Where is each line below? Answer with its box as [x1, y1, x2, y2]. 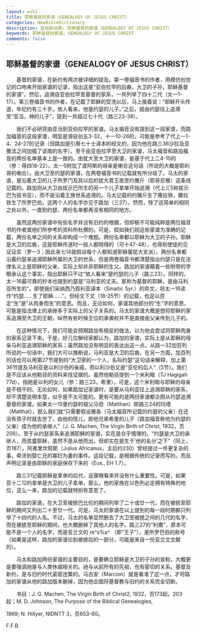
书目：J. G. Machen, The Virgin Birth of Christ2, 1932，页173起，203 [16, 590, 183, 598]
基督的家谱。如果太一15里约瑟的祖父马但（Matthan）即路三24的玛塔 [6, 400, 171, 407]
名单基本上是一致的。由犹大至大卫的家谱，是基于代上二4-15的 [26, 154, 176, 162]
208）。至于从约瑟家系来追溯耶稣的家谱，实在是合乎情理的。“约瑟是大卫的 [6, 430, 185, 437]
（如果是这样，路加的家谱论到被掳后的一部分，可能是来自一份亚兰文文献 [6, 536, 181, 543]
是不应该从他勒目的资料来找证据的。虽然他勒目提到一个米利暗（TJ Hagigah [6, 371, 188, 378]
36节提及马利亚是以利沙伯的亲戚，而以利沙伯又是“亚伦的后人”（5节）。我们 [6, 363, 187, 371]
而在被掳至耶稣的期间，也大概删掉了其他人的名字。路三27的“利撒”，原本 [6, 521, 181, 528]
